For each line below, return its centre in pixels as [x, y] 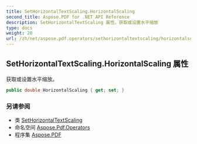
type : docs [19, 28]
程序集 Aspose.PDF [38, 135]
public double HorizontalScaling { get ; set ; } [65, 90]
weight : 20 [19, 33]
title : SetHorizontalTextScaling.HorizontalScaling [70, 11]
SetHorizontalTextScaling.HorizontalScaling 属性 [97, 64]
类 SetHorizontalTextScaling [49, 120]
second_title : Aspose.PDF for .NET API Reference [68, 17]
